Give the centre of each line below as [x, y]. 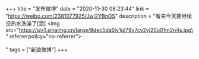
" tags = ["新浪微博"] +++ [37, 50]
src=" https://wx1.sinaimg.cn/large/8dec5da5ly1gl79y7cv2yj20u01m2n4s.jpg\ [99, 30]
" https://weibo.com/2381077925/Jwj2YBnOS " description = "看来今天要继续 [99, 16]
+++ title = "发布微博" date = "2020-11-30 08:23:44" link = [78, 9]
